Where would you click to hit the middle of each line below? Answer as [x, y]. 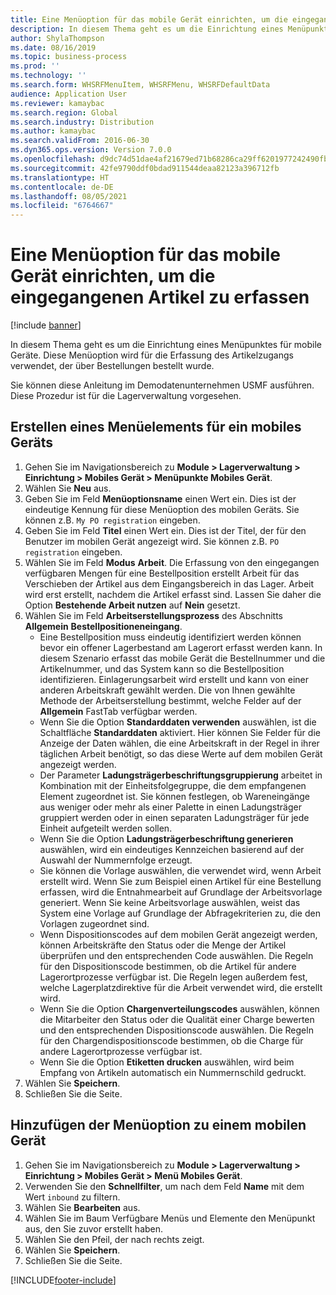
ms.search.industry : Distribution [82, 122]
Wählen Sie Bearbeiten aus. [82, 1207]
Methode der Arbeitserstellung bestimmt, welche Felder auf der [170, 700]
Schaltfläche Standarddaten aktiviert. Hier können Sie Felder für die [180, 732]
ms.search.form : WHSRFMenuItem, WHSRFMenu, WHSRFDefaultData [140, 85]
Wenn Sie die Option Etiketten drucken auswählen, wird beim [167, 1062]
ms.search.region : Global [64, 112]
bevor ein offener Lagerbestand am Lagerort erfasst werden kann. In [181, 647]
